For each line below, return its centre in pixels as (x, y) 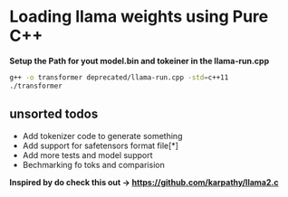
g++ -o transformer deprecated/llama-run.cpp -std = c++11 (119, 77)
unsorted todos (54, 114)
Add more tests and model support (87, 155)
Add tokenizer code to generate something (102, 136)
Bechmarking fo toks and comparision (93, 164)
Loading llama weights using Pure (139, 17)
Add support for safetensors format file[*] (101, 145)
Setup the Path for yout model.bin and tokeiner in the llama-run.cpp (139, 61)
